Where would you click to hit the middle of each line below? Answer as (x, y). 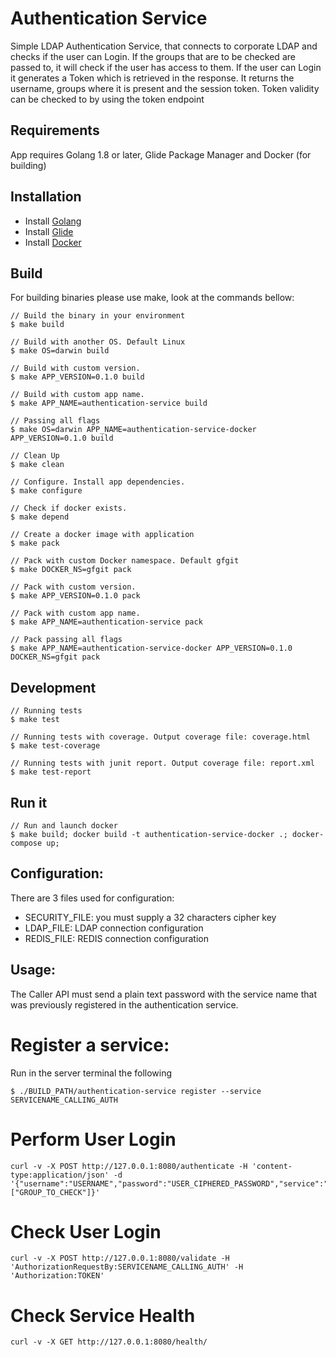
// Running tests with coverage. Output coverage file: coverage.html (160, 737)
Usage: (33, 970)
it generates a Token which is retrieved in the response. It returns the (152, 78)
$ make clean (37, 465)
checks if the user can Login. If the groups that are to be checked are (153, 56)
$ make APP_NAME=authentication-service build (109, 403)
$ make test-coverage (55, 746)
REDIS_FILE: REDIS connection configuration (116, 938)
